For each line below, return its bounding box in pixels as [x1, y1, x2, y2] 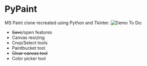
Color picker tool [11, 55, 46, 61]
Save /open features [11, 29, 52, 35]
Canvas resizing [11, 34, 45, 40]
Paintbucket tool [11, 45, 46, 51]
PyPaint [4, 3, 38, 15]
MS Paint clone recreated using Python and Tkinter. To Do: [4, 20, 143, 26]
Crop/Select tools [11, 39, 48, 45]
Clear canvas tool [11, 50, 48, 56]
